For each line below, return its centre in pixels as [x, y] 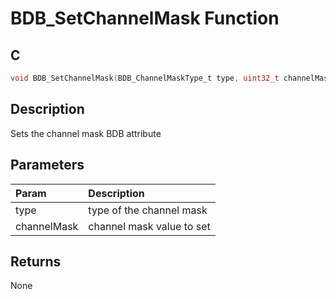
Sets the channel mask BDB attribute [86, 133]
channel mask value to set [149, 226]
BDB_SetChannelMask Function [145, 18]
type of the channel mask [148, 210]
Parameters [47, 165]
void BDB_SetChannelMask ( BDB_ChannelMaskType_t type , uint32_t [145, 78]
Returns [36, 261]
